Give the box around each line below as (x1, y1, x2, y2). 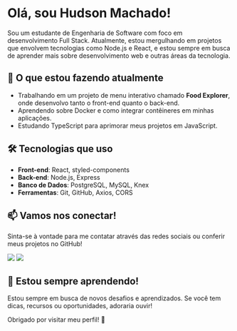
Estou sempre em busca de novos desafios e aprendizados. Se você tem (7, 294, 221, 302)
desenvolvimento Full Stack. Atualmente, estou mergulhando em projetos (7, 36, 222, 44)
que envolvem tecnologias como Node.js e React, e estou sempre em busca (7, 44, 231, 52)
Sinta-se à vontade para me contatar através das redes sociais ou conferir (7, 232, 226, 240)
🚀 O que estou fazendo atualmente (7, 72, 164, 84)
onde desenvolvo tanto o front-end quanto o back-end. (17, 98, 180, 107)
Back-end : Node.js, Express (17, 173, 101, 181)
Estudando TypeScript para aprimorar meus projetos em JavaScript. (17, 121, 218, 130)
